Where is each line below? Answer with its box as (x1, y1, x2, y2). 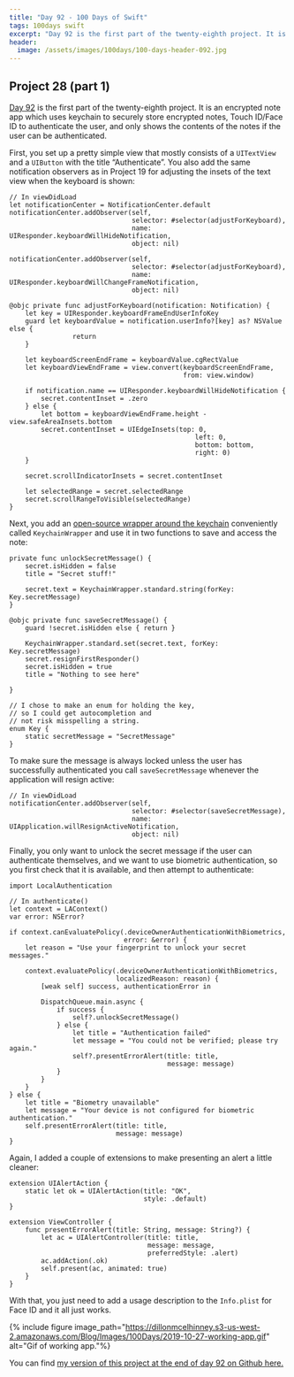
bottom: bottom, (194, 440, 254, 450)
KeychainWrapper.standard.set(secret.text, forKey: (25, 639, 219, 648)
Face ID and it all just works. (9, 1304, 112, 1315)
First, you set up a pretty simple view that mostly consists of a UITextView (9, 147, 276, 158)
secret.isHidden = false (25, 561, 117, 571)
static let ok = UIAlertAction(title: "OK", (25, 1187, 192, 1196)
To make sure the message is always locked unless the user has (9, 755, 243, 765)
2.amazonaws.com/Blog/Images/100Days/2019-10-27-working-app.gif (9, 1331, 267, 1342)
